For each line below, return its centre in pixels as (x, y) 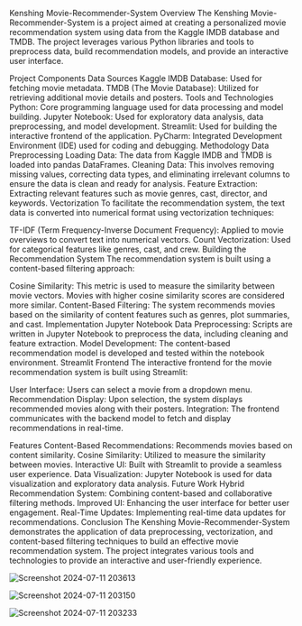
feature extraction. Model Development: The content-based (120, 343)
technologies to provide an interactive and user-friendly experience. (136, 560)
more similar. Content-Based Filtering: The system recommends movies (142, 305)
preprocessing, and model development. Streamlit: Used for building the (143, 126)
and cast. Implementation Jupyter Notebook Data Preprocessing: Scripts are (151, 324)
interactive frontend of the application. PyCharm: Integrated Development (146, 136)
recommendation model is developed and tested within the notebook (137, 353)
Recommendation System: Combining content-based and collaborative (141, 493)
